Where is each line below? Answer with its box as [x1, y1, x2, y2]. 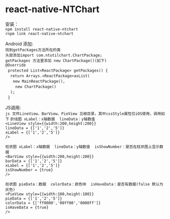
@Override [5, 62, 26, 68]
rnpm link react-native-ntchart [5, 31, 74, 36]
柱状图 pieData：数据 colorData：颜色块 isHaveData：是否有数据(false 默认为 [5, 181, 163, 186]
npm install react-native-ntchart [5, 26, 79, 32]
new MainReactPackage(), [12, 79, 65, 84]
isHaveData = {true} [5, 205, 49, 210]
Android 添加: [5, 41, 33, 47]
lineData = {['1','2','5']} [5, 126, 65, 131]
